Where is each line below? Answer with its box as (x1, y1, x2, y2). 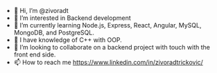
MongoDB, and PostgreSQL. (13, 28, 95, 36)
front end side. (13, 50, 56, 59)
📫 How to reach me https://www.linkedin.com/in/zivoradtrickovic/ (13, 59, 203, 66)
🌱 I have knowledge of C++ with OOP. (13, 36, 123, 44)
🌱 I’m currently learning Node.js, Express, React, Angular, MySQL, (13, 21, 202, 29)
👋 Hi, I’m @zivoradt (13, 7, 69, 14)
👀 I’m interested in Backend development (13, 14, 131, 22)
